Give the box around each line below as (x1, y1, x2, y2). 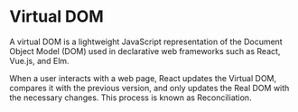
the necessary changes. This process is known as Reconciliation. (9, 92, 252, 103)
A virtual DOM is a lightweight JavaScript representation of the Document (9, 36, 283, 47)
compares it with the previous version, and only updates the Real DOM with (9, 82, 290, 93)
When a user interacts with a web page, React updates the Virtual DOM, (9, 72, 277, 83)
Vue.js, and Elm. (9, 55, 70, 66)
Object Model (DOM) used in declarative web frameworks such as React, (9, 45, 281, 56)
